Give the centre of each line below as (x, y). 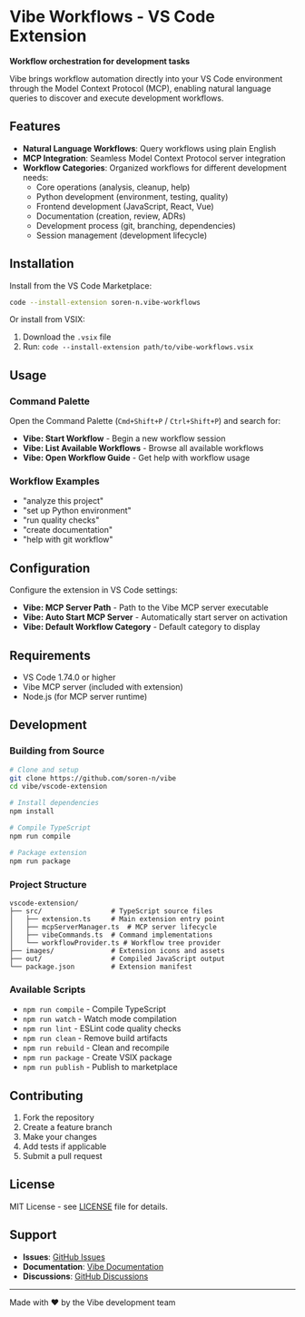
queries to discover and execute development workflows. (117, 98)
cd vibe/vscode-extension (58, 787)
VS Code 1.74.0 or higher (69, 677)
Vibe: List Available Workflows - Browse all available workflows (143, 448)
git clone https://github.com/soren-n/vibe (93, 778)
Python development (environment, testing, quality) (132, 196)
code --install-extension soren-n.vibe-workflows (105, 302)
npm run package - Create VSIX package (97, 1057)
